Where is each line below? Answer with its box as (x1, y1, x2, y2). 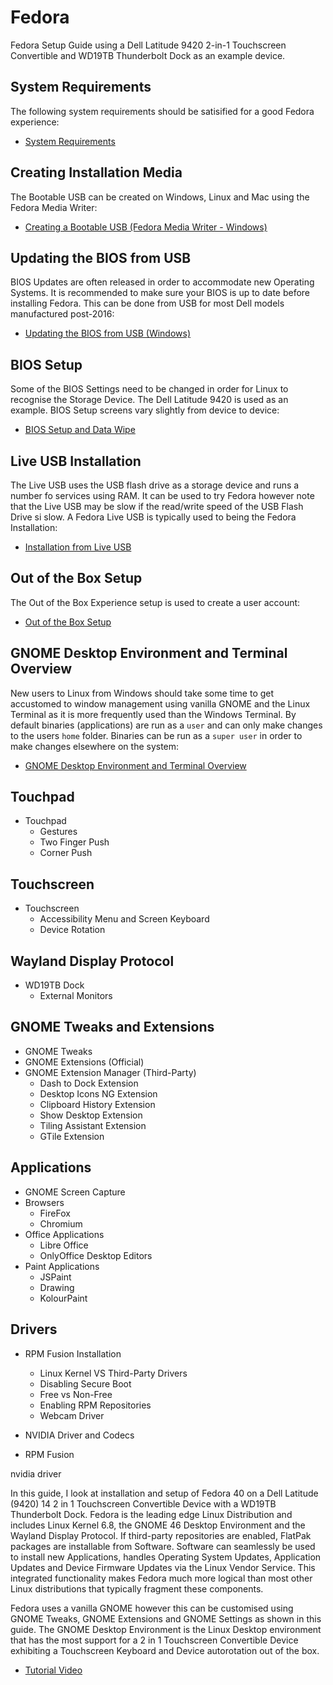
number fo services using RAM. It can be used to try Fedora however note (10, 490, 315, 501)
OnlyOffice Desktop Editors (39, 1249, 153, 1261)
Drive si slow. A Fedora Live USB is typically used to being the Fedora (10, 511, 297, 523)
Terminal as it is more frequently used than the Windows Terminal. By (10, 708, 297, 720)
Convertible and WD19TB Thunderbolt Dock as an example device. (10, 49, 286, 61)
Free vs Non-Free (39, 1388, 113, 1400)
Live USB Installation (10, 452, 142, 470)
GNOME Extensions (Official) (24, 1056, 145, 1068)
